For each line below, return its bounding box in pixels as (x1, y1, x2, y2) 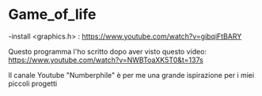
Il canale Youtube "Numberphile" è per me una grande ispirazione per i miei (8, 70, 255, 79)
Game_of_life (8, 6, 97, 24)
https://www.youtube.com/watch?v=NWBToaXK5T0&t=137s (8, 55, 203, 65)
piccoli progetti (8, 79, 58, 88)
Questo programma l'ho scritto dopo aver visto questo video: (8, 46, 207, 56)
